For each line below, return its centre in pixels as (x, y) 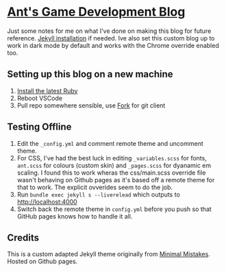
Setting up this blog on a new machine (90, 74)
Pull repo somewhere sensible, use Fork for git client (91, 105)
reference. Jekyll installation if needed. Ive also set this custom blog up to (111, 38)
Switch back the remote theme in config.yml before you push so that (114, 209)
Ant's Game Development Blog (96, 12)
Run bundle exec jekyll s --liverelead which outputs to (98, 194)
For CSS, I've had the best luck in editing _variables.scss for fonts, (112, 158)
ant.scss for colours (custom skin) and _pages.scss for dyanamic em (114, 165)
